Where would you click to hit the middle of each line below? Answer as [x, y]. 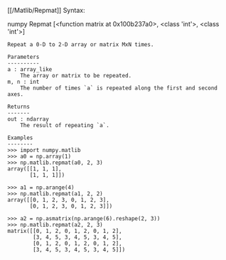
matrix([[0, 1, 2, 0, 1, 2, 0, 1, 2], [65, 231]
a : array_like [30, 70]
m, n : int [23, 82]
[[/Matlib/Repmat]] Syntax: [46, 10]
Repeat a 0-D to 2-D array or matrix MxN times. [81, 45]
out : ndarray [28, 119]
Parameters [23, 57]
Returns [19, 107]
